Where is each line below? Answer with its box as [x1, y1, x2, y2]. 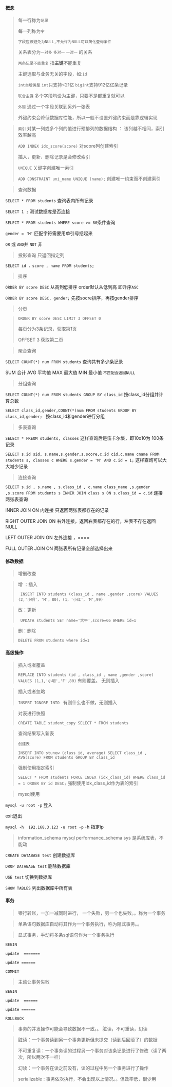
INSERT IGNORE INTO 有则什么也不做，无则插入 [17, 699, 117, 705]
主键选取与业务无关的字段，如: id [17, 71, 87, 77]
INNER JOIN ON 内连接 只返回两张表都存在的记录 [5, 507, 109, 513]
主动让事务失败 [17, 978, 50, 985]
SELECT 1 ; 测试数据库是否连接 [5, 208, 70, 215]
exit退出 [5, 813, 22, 819]
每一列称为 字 [17, 28, 45, 34]
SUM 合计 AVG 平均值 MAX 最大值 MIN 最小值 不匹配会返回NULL [5, 369, 136, 376]
